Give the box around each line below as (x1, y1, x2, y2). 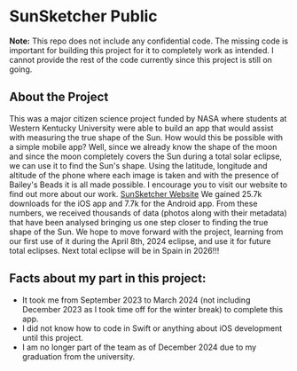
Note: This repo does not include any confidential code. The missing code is (9, 36, 289, 46)
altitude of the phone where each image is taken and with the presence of (9, 170, 279, 180)
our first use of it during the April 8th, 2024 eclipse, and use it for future (9, 235, 271, 246)
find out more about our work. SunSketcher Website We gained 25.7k (9, 188, 262, 199)
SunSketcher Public (9, 6, 158, 27)
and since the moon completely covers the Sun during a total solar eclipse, (9, 151, 282, 162)
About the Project (9, 90, 109, 105)
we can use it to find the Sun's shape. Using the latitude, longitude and (9, 160, 268, 170)
